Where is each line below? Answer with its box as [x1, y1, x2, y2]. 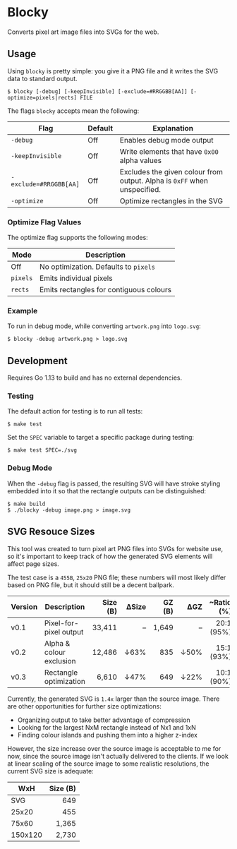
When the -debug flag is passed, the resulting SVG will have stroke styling [7, 479, 221, 488]
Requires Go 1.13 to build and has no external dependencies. [7, 373, 182, 382]
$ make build [7, 500, 46, 507]
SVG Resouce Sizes [7, 526, 95, 538]
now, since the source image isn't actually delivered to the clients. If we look [7, 752, 229, 760]
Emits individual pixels [39, 273, 113, 283]
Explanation [152, 123, 194, 133]
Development [7, 354, 68, 367]
